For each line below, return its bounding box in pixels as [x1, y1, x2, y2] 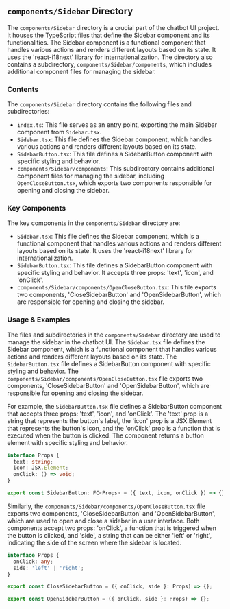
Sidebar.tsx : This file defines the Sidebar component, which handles [16, 135, 212, 143]
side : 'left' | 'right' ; [13, 564, 84, 571]
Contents [7, 84, 39, 94]
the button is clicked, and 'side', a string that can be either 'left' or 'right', [7, 531, 212, 539]
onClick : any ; [13, 558, 53, 565]
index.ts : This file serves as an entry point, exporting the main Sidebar [16, 121, 218, 129]
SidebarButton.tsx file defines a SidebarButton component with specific [7, 359, 211, 368]
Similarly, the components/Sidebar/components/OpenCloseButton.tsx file [7, 502, 206, 510]
